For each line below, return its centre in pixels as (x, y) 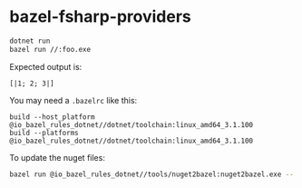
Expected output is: (46, 66)
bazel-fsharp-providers (101, 17)
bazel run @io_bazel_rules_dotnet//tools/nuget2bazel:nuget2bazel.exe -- (152, 174)
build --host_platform (52, 117)
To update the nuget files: (58, 157)
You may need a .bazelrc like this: (73, 100)
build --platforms (44, 133)
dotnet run (30, 41)
